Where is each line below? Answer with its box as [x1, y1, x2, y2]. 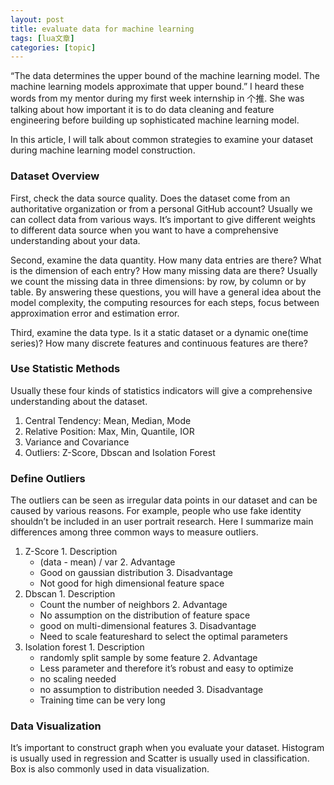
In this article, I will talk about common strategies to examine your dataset [10, 134, 314, 146]
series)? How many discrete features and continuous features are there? [10, 337, 308, 349]
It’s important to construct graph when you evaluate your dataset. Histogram [10, 742, 325, 754]
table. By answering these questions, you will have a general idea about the [10, 286, 322, 298]
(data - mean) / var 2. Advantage [39, 556, 176, 568]
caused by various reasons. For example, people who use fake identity [10, 505, 302, 517]
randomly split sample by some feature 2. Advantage [39, 652, 258, 664]
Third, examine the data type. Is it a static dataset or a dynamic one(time [10, 326, 309, 338]
